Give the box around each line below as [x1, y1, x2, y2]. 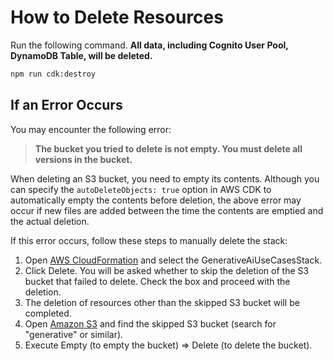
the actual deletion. [10, 215, 90, 227]
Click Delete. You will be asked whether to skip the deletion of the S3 [24, 264, 310, 276]
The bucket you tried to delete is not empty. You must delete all [34, 142, 303, 155]
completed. [24, 307, 72, 319]
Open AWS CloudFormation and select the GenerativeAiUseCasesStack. [24, 254, 323, 266]
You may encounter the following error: [10, 123, 172, 135]
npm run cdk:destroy [10, 69, 97, 79]
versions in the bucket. [34, 153, 133, 165]
